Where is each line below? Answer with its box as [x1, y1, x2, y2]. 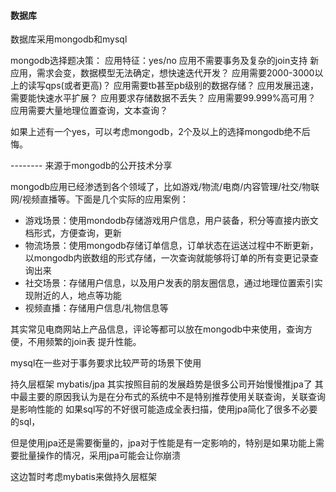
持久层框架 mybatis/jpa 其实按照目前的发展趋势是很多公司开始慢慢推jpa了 [10, 378, 313, 390]
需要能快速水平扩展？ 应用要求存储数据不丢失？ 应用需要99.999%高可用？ [10, 92, 317, 104]
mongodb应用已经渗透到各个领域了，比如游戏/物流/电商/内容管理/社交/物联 [10, 181, 320, 193]
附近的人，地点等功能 [33, 290, 122, 302]
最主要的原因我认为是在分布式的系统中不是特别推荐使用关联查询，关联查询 [18, 391, 326, 403]
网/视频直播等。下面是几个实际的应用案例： [10, 193, 190, 205]
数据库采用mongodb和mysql [10, 33, 128, 45]
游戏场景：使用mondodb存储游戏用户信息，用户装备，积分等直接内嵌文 [24, 215, 319, 227]
